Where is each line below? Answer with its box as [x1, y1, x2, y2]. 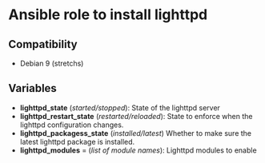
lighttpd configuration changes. [19, 120, 124, 129]
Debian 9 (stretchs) [19, 58, 84, 68]
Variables [8, 81, 58, 95]
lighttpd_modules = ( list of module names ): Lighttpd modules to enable [19, 145, 258, 155]
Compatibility [8, 38, 78, 51]
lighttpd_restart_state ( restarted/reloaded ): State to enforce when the [19, 111, 253, 121]
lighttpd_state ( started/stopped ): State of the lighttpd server [19, 102, 220, 113]
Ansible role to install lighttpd [8, 6, 208, 24]
